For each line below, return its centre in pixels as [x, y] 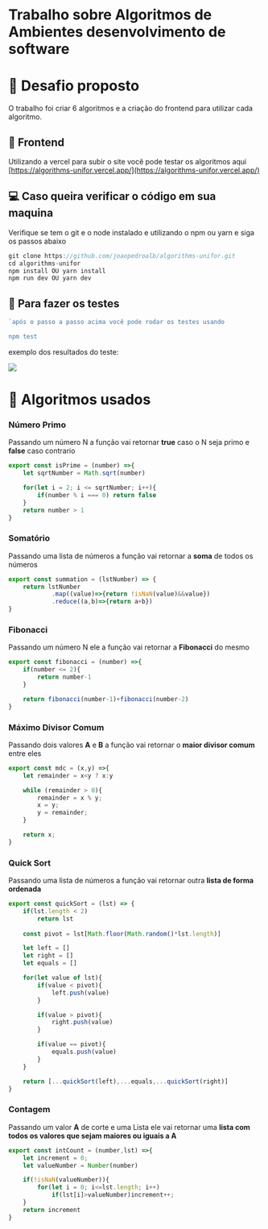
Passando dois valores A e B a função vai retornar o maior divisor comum [132, 745]
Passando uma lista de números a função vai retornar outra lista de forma [131, 881]
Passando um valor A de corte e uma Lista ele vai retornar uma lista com [130, 1127]
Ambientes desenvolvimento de [117, 32]
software [39, 49]
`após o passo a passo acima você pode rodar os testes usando [117, 322]
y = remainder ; [63, 813]
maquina [31, 213]
